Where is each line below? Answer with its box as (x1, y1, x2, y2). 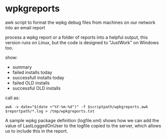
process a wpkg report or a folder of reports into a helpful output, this (5, 34, 148, 40)
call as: (5, 95, 20, 101)
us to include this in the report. (5, 128, 68, 134)
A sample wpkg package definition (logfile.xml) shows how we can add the (5, 117, 160, 123)
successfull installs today (12, 74, 65, 80)
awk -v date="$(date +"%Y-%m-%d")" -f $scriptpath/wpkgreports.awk (5, 104, 149, 109)
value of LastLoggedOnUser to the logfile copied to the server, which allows (5, 123, 162, 129)
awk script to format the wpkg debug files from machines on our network (5, 19, 156, 25)
